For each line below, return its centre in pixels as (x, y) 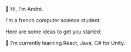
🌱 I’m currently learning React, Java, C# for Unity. (65, 43)
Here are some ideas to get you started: (54, 32)
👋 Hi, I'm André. (24, 9)
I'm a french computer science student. (53, 20)
